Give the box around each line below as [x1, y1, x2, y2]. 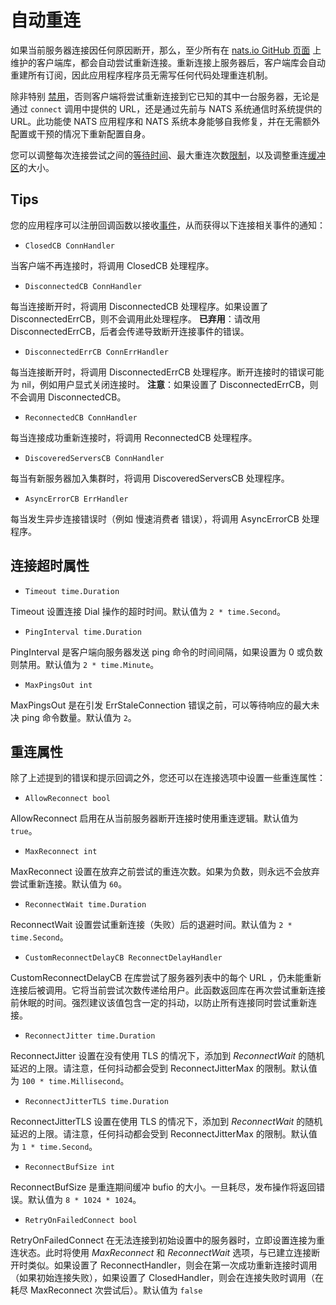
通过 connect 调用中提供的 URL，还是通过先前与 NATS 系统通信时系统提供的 [10, 102, 323, 115]
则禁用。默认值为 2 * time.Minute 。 [10, 658, 160, 670]
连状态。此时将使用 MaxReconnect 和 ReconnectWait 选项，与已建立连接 [10, 1247, 312, 1259]
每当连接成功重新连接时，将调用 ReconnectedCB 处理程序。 [10, 431, 258, 443]
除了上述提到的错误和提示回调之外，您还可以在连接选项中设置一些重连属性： [10, 772, 326, 784]
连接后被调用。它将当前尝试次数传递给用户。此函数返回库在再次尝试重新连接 [10, 984, 326, 996]
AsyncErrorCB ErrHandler [24, 494, 129, 504]
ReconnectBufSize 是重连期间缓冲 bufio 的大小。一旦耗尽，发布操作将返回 [10, 1181, 317, 1193]
